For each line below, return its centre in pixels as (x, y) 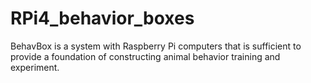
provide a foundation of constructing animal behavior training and (145, 56)
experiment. (35, 67)
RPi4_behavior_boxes (102, 18)
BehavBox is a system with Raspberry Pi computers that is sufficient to (156, 46)
